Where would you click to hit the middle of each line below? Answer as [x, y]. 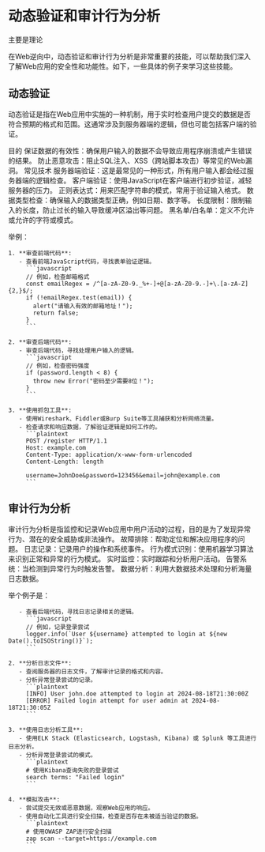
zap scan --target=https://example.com [91, 839]
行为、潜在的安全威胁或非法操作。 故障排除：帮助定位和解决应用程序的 [123, 539]
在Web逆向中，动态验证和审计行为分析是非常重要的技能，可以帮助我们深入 [129, 56]
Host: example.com [56, 447]
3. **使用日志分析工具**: [46, 729]
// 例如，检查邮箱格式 [58, 277]
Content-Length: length [65, 462]
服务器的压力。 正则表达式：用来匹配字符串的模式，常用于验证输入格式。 [127, 190]
